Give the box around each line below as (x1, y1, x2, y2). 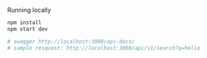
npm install (7, 19, 42, 26)
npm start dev (7, 26, 49, 32)
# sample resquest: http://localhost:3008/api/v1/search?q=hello (7, 44, 200, 51)
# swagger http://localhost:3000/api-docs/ (7, 38, 135, 45)
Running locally (7, 6, 51, 14)
